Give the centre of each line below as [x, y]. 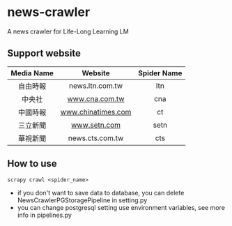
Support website [44, 53]
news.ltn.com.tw [96, 86]
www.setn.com [95, 125]
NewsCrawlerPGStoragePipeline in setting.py [82, 200]
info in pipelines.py [44, 215]
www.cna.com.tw [96, 98]
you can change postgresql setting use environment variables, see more [121, 207]
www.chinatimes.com [96, 112]
